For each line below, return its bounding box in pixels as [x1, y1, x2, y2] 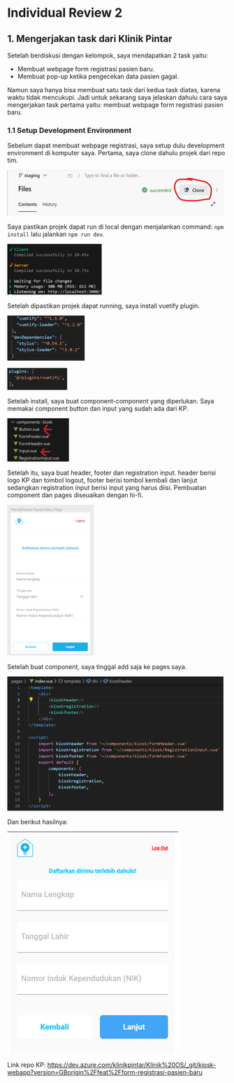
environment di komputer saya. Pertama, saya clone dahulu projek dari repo [7, 149, 226, 157]
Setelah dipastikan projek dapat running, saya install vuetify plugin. [7, 302, 200, 310]
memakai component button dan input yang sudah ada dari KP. [7, 404, 189, 413]
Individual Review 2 [7, 5, 123, 21]
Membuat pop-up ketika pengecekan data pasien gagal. [17, 72, 180, 80]
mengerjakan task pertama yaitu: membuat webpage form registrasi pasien [7, 101, 224, 109]
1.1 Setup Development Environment [7, 125, 132, 135]
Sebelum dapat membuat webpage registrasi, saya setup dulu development [7, 141, 225, 150]
